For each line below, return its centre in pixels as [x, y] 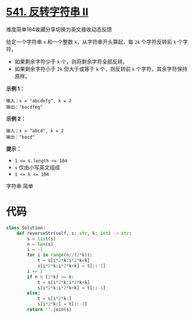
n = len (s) [40, 244]
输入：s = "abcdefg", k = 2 [39, 101]
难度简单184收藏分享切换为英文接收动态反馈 [59, 29]
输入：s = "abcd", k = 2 [35, 131]
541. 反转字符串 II [47, 12]
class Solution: [26, 228]
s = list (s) [42, 239]
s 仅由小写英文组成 [37, 167]
